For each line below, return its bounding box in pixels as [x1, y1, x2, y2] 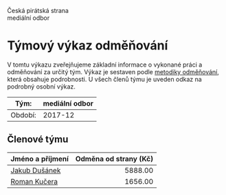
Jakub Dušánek [10, 165, 61, 175]
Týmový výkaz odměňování [7, 38, 168, 54]
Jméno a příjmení [10, 154, 69, 163]
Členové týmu [7, 134, 69, 146]
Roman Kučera [10, 176, 58, 186]
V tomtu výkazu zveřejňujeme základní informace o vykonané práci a [7, 60, 203, 69]
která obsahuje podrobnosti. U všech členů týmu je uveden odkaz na [7, 75, 203, 83]
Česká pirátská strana [7, 7, 69, 14]
